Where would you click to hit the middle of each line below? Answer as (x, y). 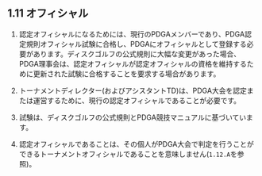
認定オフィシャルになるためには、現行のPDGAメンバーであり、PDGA (132, 34)
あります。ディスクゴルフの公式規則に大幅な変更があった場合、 (137, 54)
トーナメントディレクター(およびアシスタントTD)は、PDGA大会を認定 (133, 90)
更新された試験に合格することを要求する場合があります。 (127, 74)
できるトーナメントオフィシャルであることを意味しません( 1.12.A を (128, 154)
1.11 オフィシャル (48, 13)
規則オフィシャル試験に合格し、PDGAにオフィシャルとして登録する (136, 44)
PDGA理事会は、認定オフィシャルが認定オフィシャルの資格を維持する (133, 63)
